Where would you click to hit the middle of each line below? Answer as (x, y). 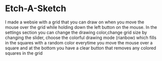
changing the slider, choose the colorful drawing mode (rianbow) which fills (81, 38)
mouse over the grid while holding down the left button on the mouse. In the (81, 27)
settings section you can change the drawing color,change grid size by (76, 32)
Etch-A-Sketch (36, 9)
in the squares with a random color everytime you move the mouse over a (79, 42)
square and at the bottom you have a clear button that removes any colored (81, 48)
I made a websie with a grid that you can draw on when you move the (75, 22)
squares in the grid (24, 53)
